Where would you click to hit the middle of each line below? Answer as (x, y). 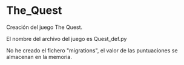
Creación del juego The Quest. (44, 27)
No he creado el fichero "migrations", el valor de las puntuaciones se (92, 50)
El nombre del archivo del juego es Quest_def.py (67, 39)
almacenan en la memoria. (39, 57)
